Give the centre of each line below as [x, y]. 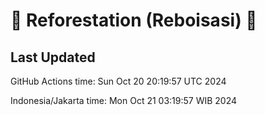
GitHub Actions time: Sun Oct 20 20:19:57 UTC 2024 [118, 81]
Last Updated [53, 57]
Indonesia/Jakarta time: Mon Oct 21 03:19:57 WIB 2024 [124, 100]
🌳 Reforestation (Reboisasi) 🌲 [134, 20]
